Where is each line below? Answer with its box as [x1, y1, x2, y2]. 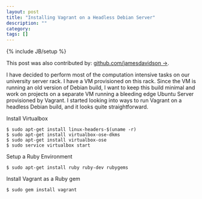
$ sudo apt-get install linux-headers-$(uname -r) [6, 127, 137, 133]
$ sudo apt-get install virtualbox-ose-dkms [6, 132, 120, 138]
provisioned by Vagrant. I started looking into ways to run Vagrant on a [6, 97, 182, 104]
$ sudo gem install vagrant [6, 187, 77, 193]
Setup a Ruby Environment [6, 153, 73, 160]
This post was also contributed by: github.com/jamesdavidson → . [6, 60, 169, 67]
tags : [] [6, 31, 28, 37]
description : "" [6, 20, 47, 26]
